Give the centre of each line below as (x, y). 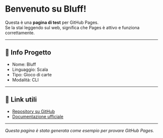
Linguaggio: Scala (30, 69)
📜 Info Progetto (28, 53)
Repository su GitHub (33, 111)
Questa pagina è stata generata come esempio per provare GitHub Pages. (80, 130)
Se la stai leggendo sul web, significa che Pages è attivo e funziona (72, 27)
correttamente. (20, 33)
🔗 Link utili (21, 100)
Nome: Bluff (24, 64)
